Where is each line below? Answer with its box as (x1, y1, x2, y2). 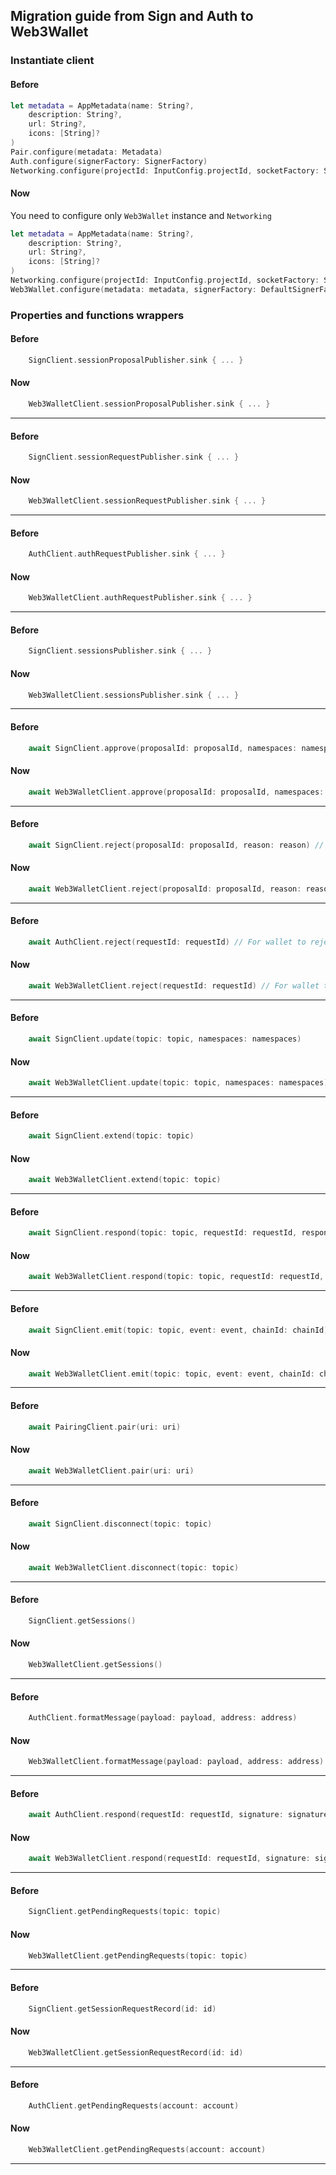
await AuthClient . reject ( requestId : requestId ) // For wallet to (28, 937, 307, 947)
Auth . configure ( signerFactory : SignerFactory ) (10, 156, 208, 166)
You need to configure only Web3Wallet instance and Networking (10, 209, 272, 221)
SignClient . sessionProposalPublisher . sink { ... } (28, 355, 244, 365)
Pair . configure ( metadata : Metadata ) (10, 147, 163, 157)
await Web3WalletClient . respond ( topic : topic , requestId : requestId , (28, 1272, 325, 1282)
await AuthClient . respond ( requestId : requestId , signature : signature (28, 1810, 329, 1820)
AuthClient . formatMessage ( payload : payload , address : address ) (28, 1713, 298, 1723)
